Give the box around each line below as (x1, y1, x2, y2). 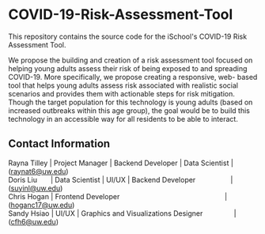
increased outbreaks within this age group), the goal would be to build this (8, 105, 251, 115)
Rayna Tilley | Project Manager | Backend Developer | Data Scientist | (8, 158, 233, 168)
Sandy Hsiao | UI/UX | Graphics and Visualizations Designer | (8, 208, 237, 218)
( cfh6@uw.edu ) (8, 217, 59, 226)
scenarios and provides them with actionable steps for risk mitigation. (8, 89, 236, 98)
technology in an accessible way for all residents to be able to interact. (8, 114, 239, 123)
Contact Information (8, 137, 111, 151)
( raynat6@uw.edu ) (8, 166, 69, 175)
